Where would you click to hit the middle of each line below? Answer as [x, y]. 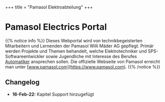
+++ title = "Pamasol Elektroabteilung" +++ [49, 7]
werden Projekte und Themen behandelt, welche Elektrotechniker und [76, 51]
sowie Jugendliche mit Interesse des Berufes [91, 56]
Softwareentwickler [25, 56]
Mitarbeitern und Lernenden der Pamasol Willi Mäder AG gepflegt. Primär [80, 46]
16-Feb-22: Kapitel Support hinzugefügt [53, 94]
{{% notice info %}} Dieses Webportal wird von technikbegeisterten [74, 40]
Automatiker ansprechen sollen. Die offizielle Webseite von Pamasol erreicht [82, 62]
